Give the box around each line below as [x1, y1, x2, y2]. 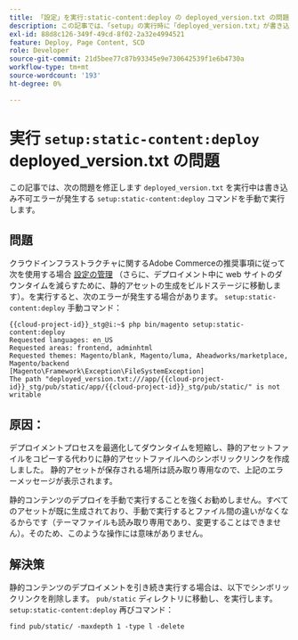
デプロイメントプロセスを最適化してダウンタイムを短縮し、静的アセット [9, 442, 274, 453]
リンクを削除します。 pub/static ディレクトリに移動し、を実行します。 [16, 594, 278, 603]
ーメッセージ [9, 476, 56, 487]
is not [255, 382, 280, 392]
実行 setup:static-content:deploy [9, 128, 260, 148]
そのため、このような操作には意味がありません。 [28, 528, 208, 539]
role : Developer [9, 46, 69, 55]
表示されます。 [63, 476, 117, 487]
